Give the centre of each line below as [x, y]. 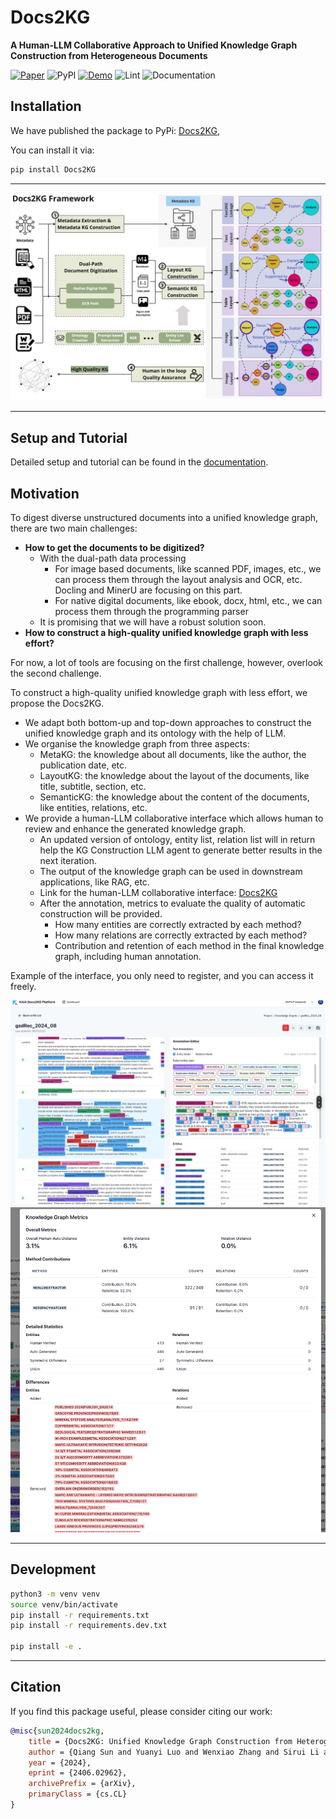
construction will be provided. [101, 913]
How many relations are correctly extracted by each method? [181, 935]
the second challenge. [56, 673]
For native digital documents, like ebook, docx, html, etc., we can [188, 600]
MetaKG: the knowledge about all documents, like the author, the [173, 754]
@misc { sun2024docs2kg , [57, 1731]
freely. [23, 986]
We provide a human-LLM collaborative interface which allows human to [174, 818]
